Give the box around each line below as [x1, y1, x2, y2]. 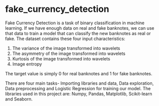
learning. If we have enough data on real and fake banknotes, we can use [5, 25, 155, 31]
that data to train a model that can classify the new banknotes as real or [5, 30, 151, 36]
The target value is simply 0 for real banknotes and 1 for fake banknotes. [5, 70, 153, 76]
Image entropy [12, 61, 42, 67]
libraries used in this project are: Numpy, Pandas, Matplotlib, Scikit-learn [5, 91, 152, 97]
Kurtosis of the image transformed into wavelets [12, 55, 110, 61]
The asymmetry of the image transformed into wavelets [12, 51, 126, 56]
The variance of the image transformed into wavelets [12, 45, 120, 51]
